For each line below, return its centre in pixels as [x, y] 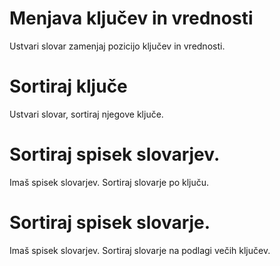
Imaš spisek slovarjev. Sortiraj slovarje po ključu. [109, 182]
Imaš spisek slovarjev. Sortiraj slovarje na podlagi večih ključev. [140, 250]
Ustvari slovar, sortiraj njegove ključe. [86, 114]
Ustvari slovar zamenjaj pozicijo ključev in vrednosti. [117, 46]
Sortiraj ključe [68, 86]
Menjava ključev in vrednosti [131, 18]
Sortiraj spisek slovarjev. [115, 154]
